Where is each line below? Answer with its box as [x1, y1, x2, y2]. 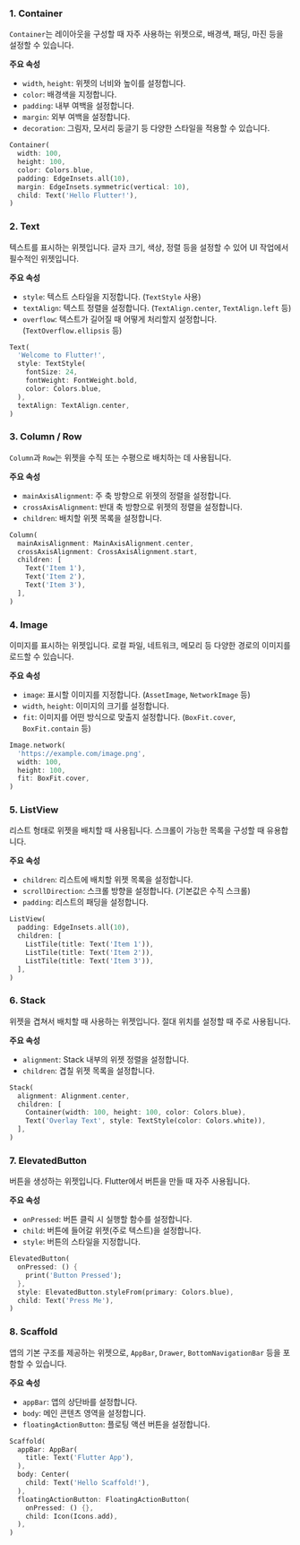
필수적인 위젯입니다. [9, 253, 79, 264]
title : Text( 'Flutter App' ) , [25, 1454, 134, 1463]
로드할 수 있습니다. [9, 651, 74, 662]
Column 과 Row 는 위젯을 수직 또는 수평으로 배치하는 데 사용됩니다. [9, 452, 232, 463]
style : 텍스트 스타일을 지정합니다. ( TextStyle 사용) [21, 291, 201, 302]
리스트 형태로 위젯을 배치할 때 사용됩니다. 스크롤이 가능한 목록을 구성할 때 [9, 825, 265, 836]
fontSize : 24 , [25, 368, 78, 377]
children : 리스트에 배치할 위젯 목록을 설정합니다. [21, 874, 193, 885]
